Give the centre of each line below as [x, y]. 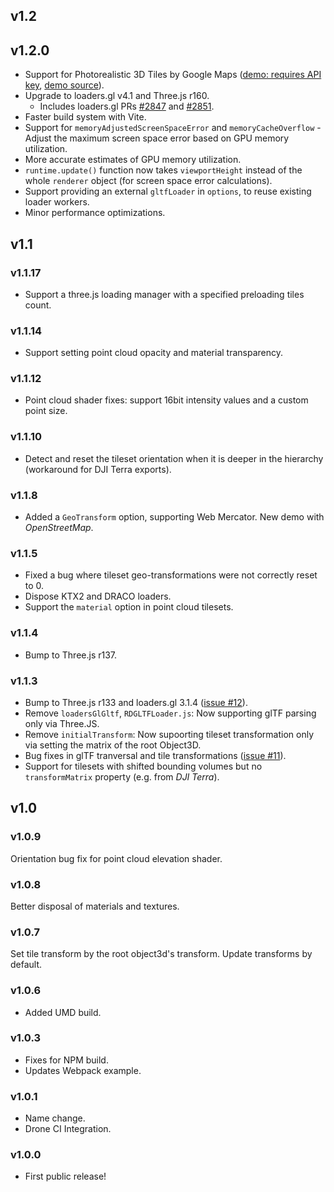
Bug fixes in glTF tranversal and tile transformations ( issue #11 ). [155, 755]
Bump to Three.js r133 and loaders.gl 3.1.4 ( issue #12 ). [136, 702]
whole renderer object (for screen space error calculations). [148, 181]
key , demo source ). [64, 85]
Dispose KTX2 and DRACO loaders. [98, 596]
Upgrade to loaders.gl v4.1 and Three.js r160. [117, 96]
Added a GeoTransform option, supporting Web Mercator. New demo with [174, 517]
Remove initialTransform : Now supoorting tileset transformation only [169, 734]
